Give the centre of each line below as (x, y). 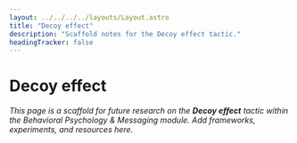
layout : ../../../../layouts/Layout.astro (89, 17)
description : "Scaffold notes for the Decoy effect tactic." (125, 34)
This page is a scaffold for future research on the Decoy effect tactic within (149, 111)
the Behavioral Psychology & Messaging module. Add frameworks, (132, 120)
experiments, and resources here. (71, 130)
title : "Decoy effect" (51, 26)
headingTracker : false (51, 42)
